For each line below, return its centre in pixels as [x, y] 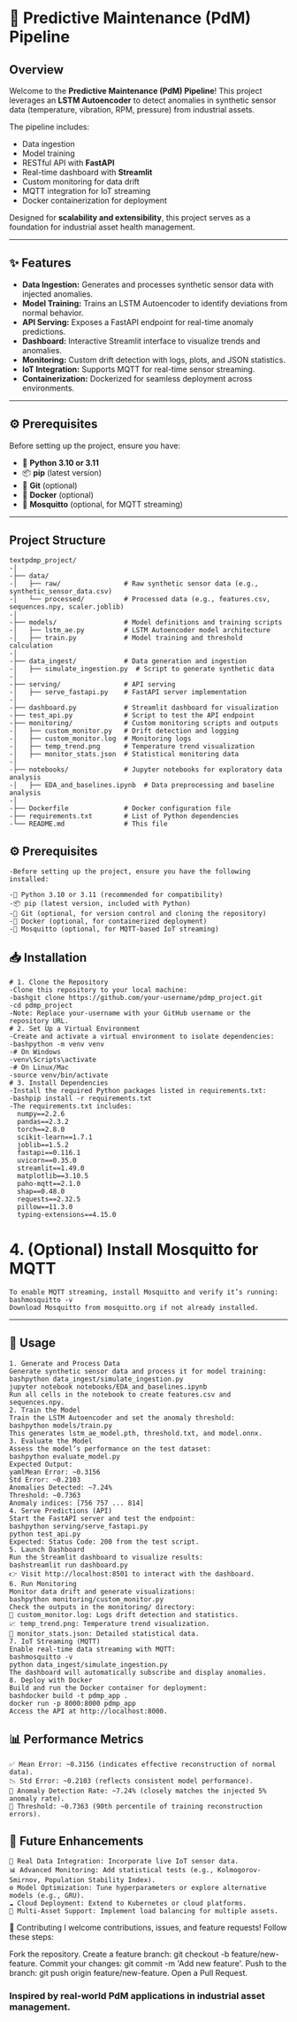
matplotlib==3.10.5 [53, 1176]
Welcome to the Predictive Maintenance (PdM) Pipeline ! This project [136, 91]
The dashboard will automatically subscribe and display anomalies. [138, 1672]
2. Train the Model [45, 1410]
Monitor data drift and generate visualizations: [103, 1592]
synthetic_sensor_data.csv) [61, 592]
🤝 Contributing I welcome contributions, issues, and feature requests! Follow [148, 1928]
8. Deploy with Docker [51, 1680]
